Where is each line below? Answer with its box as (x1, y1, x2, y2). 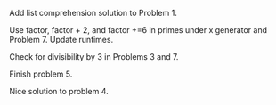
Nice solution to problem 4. (9, 86, 109, 96)
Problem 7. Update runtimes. (9, 35, 114, 44)
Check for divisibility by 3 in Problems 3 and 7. (9, 52, 179, 61)
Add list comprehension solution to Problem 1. (9, 8, 178, 18)
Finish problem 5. (9, 69, 73, 79)
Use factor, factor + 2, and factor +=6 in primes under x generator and (9, 25, 268, 35)
